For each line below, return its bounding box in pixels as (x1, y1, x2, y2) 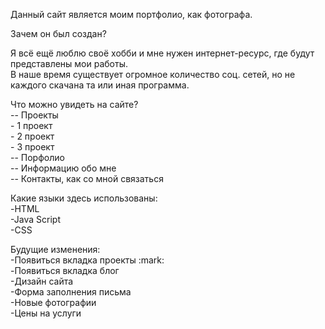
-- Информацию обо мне (10, 162, 117, 174)
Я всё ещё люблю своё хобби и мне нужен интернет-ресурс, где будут (10, 47, 315, 59)
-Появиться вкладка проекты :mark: (10, 254, 165, 266)
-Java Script (10, 214, 61, 225)
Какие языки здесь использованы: (10, 192, 158, 204)
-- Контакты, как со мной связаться (10, 173, 164, 184)
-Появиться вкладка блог (10, 265, 120, 276)
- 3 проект (10, 141, 55, 153)
